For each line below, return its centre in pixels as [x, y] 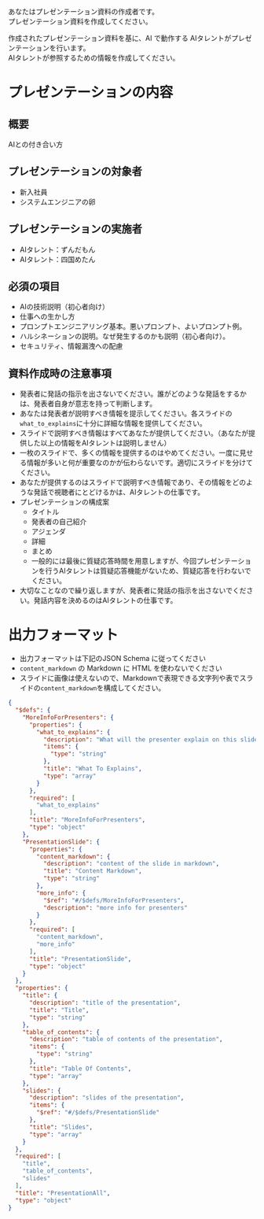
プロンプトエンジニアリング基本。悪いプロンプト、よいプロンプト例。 [133, 327]
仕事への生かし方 [47, 316]
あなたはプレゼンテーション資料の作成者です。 [84, 11]
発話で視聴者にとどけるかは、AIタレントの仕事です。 [119, 492]
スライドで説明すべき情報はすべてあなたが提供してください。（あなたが [134, 433]
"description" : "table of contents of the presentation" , [126, 1040]
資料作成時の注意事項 [60, 373]
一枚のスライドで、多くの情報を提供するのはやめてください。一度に [129, 453]
